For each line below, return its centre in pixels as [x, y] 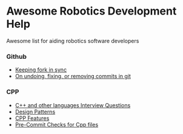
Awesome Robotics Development [91, 11]
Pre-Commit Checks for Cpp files [57, 124]
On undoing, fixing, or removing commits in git [73, 76]
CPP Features [32, 118]
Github [17, 56]
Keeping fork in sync [41, 70]
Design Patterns [35, 112]
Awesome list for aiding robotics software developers [73, 41]
